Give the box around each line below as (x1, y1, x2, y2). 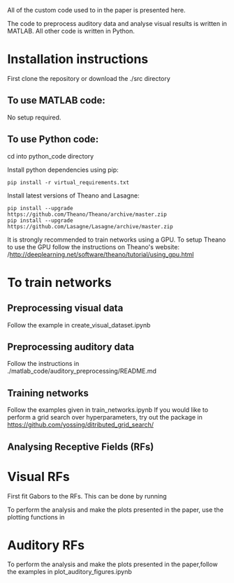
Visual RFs (7, 468, 70, 485)
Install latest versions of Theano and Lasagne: (7, 191, 140, 200)
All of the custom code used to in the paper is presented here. (7, 6, 186, 14)
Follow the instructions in (7, 360, 80, 368)
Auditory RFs (7, 537, 85, 553)
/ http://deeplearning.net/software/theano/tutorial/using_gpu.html (7, 250, 194, 258)
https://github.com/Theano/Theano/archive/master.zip (7, 211, 168, 218)
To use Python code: (7, 133, 99, 145)
